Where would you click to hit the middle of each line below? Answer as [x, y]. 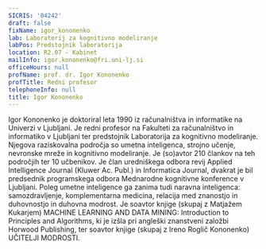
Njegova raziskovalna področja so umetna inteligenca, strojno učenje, [122, 145]
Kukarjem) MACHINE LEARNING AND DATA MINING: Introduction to [119, 212]
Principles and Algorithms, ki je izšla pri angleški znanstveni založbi [118, 221]
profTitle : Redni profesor [53, 82]
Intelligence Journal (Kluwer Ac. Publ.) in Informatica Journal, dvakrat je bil [131, 170]
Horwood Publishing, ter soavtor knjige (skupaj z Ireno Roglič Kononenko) [129, 230]
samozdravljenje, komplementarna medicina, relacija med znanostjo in [123, 196]
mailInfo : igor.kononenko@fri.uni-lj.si [76, 60]
